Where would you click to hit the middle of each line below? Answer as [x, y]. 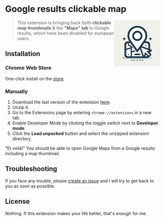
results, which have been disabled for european [66, 33]
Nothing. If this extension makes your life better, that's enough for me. [76, 213]
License [17, 202]
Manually [16, 91]
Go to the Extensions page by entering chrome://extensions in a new [82, 112]
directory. [22, 138]
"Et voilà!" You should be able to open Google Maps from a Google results [80, 148]
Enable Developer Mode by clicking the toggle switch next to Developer [85, 123]
